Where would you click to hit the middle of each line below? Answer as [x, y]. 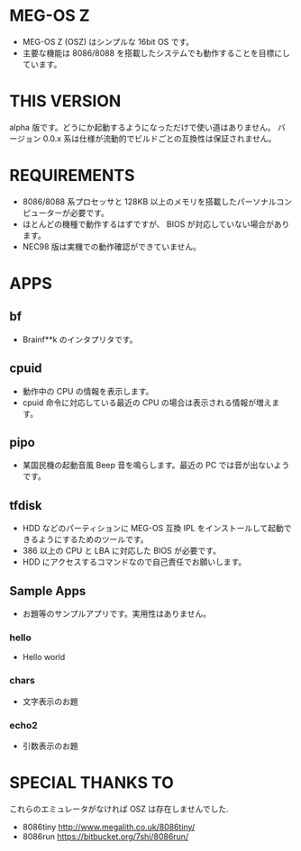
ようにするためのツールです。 [93, 539]
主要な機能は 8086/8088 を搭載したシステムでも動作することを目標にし [156, 53]
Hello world [44, 657]
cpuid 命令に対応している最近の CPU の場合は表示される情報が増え [147, 403]
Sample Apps [48, 591]
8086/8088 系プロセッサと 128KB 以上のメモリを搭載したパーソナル [149, 201]
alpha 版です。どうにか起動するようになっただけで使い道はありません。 [143, 127]
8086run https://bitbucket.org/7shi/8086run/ [105, 836]
